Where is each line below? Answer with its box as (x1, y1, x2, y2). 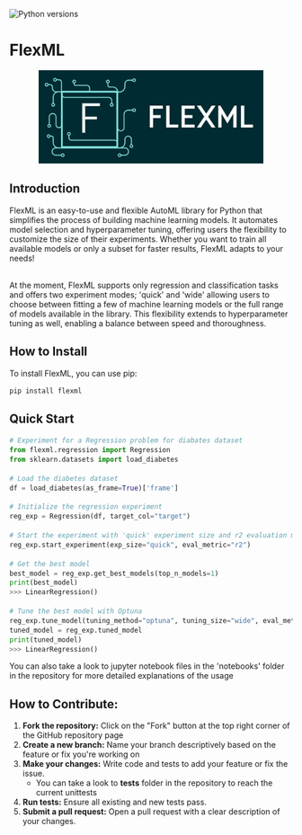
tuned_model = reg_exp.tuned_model (9, 626, 143, 635)
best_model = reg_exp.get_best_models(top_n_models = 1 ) (9, 569, 219, 578)
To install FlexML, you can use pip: (9, 368, 138, 378)
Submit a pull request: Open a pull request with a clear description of (22, 806, 280, 817)
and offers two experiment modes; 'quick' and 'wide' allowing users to (9, 289, 270, 300)
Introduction (9, 181, 81, 197)
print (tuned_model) (9, 635, 83, 644)
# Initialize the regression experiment (9, 502, 164, 511)
